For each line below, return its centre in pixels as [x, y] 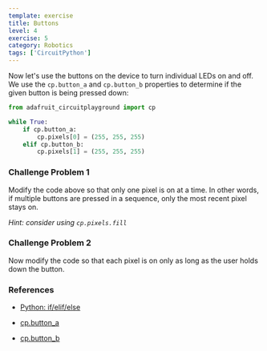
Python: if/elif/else [50, 307]
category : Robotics [41, 46]
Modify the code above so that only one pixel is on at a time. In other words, [133, 190]
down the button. [36, 268]
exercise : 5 [28, 38]
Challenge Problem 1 [49, 172]
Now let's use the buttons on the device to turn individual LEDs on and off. [131, 76]
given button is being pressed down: [69, 93]
